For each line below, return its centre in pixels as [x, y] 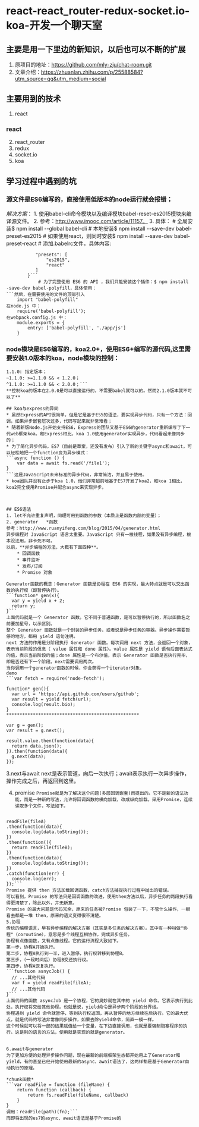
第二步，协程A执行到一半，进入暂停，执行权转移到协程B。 [66, 954]
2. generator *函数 [32, 522]
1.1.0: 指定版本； [27, 372]
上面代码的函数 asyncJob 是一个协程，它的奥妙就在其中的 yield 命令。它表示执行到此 [99, 1001]
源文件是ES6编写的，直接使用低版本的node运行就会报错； [89, 199]
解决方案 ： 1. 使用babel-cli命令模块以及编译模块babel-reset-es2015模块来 [97, 214]
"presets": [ [51, 255]
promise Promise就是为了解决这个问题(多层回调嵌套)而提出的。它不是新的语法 [99, 793]
